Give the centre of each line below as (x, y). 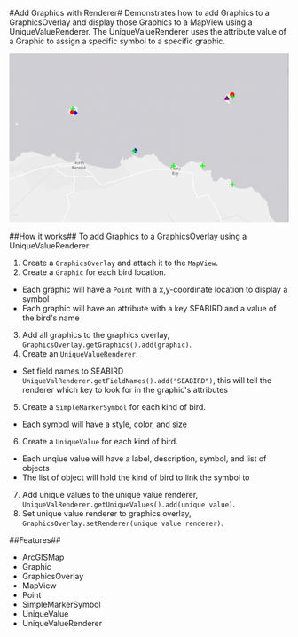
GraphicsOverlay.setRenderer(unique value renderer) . (122, 523)
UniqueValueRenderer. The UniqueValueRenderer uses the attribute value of (148, 31)
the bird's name (51, 318)
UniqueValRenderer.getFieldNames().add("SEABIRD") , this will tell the (147, 381)
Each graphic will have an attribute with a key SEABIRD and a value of (149, 309)
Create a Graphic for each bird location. (94, 272)
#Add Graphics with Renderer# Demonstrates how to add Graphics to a (140, 13)
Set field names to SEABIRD (73, 371)
